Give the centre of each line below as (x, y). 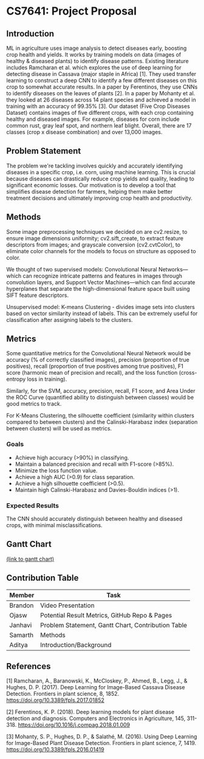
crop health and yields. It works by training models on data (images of (94, 55)
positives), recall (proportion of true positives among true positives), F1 (95, 366)
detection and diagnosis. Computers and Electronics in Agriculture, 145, (96, 718)
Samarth (22, 635)
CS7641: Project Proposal (72, 11)
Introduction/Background (76, 645)
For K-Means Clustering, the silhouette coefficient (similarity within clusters (100, 416)
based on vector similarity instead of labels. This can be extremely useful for (102, 313)
